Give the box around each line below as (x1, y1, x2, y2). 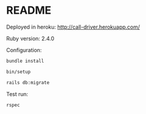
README (6, 4, 52, 17)
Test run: (6, 90, 28, 97)
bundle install (6, 58, 44, 64)
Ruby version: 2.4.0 (6, 35, 55, 42)
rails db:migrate (6, 79, 50, 85)
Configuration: (6, 46, 42, 54)
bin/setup (6, 69, 31, 75)
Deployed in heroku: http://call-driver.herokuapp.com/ (6, 23, 140, 30)
